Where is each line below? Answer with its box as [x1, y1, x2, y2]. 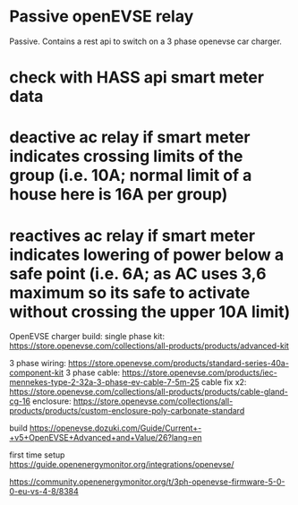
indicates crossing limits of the [9, 146, 243, 167]
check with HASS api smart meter [9, 67, 265, 88]
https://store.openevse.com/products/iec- [122, 367, 277, 378]
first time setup [9, 449, 65, 460]
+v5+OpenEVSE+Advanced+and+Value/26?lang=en [9, 432, 203, 443]
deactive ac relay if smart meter [9, 127, 251, 148]
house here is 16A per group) [9, 184, 228, 205]
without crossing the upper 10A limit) [9, 302, 291, 321]
